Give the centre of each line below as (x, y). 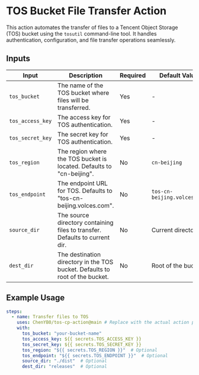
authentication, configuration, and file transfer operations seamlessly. (91, 40)
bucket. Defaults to (84, 269)
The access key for (84, 117)
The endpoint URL (83, 183)
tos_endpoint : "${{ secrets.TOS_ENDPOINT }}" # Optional (95, 355)
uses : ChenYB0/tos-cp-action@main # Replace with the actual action (103, 322)
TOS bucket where (83, 93)
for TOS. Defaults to (85, 190)
